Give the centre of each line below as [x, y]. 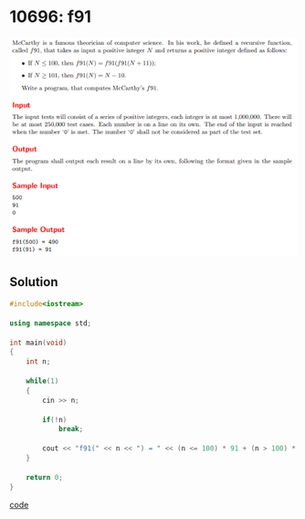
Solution [34, 282]
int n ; [38, 362]
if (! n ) [55, 419]
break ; [71, 429]
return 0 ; [45, 477]
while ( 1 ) [42, 381]
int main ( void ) [38, 343]
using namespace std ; [51, 323]
